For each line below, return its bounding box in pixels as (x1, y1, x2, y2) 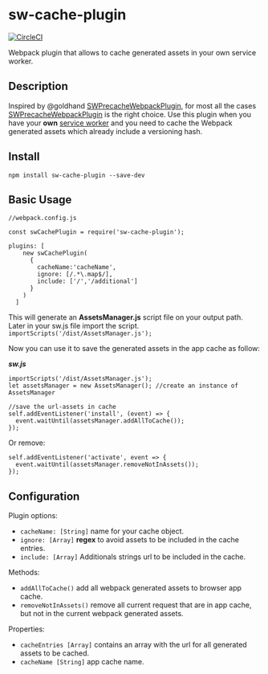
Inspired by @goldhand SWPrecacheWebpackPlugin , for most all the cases (8, 100, 257, 110)
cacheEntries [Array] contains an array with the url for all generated (19, 640, 247, 650)
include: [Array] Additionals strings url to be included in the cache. (19, 552, 246, 562)
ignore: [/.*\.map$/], (37, 271, 113, 279)
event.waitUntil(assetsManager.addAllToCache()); (15, 417, 185, 425)
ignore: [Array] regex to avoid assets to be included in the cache (19, 535, 239, 545)
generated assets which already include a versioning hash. (8, 126, 203, 136)
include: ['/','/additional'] (37, 277, 138, 286)
